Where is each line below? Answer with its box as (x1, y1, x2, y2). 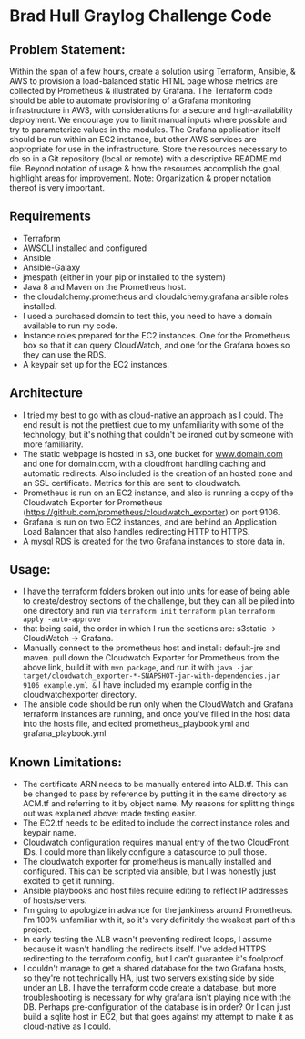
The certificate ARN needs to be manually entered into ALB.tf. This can (22, 779, 289, 790)
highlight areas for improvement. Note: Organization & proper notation (9, 172, 272, 183)
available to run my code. (22, 320, 118, 331)
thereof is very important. (9, 182, 106, 192)
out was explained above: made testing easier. (22, 808, 198, 819)
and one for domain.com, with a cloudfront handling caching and (22, 458, 267, 469)
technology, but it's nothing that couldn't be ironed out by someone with (22, 429, 294, 440)
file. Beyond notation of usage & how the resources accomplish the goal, (9, 163, 282, 173)
